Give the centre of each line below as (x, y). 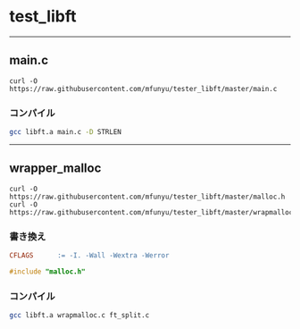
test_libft (43, 17)
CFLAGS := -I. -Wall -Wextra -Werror (89, 256)
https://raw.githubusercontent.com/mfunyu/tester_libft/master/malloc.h (147, 197)
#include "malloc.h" (48, 271)
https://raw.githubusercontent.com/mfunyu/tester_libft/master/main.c (143, 89)
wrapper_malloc (55, 169)
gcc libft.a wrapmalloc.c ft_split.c (79, 316)
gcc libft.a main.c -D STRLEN (66, 132)
